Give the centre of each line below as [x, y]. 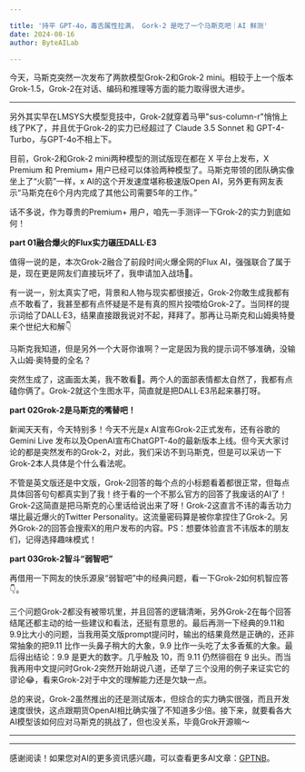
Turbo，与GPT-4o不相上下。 [63, 139]
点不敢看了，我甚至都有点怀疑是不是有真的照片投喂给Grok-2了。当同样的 [146, 304]
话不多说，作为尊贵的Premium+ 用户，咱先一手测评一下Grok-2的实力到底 [146, 212]
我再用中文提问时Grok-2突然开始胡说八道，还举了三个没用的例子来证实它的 [150, 668]
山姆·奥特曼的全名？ [54, 361]
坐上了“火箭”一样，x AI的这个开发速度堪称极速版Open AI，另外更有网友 [143, 182]
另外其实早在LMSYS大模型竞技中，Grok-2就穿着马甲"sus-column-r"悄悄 [145, 117]
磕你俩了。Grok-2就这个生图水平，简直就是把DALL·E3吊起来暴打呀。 [138, 391]
